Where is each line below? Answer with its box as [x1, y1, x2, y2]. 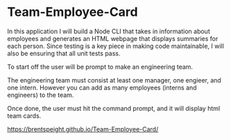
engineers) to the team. [7, 91, 74, 99]
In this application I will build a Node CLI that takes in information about [7, 27, 210, 35]
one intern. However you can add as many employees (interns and [7, 83, 197, 91]
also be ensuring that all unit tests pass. [7, 49, 121, 58]
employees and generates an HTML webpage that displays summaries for [7, 34, 219, 42]
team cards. [7, 112, 42, 120]
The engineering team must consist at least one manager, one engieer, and [7, 76, 222, 84]
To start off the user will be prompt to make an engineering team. [7, 62, 193, 71]
